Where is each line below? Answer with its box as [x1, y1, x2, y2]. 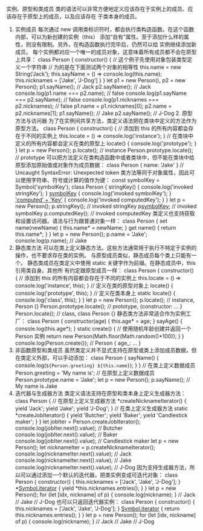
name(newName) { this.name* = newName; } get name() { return [14, 224, 176, 231]
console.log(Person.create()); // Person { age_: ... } [14, 339, 141, 347]
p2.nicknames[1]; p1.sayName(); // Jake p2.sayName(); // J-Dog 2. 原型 [14, 109, 193, 117]
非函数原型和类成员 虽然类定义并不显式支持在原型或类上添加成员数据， [14, 347, 192, 354]
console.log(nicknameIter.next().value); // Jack [14, 450, 132, 457]
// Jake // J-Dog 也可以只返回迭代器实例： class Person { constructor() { [14, 498, 195, 505]
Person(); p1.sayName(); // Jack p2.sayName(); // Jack [14, 83, 151, 90]
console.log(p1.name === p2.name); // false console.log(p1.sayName [14, 90, 187, 97]
